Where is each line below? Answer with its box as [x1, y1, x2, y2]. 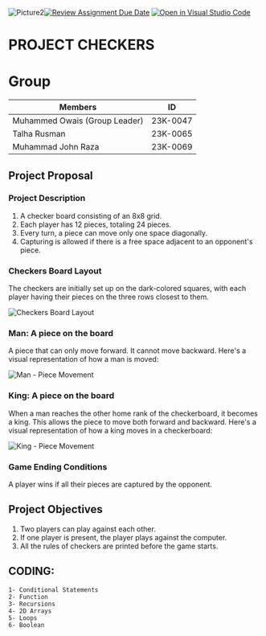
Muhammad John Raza [12, 142, 100, 153]
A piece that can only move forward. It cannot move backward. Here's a [8, 346, 247, 355]
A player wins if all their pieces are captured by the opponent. [8, 479, 213, 489]
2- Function [8, 593, 48, 601]
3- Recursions [8, 600, 56, 608]
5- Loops [8, 613, 38, 622]
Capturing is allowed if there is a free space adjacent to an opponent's [19, 236, 253, 246]
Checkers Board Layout [8, 265, 102, 277]
